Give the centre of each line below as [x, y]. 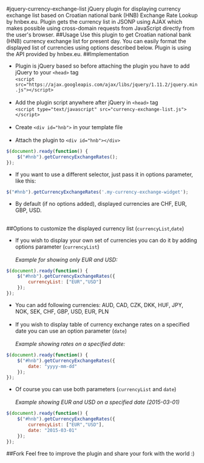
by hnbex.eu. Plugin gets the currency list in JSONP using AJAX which [94, 22]
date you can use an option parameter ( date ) [71, 331]
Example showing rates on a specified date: [70, 344]
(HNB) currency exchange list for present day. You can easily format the [96, 41]
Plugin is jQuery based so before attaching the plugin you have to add [102, 66]
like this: [25, 181]
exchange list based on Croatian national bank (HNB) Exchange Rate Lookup [102, 15]
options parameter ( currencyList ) [57, 247]
